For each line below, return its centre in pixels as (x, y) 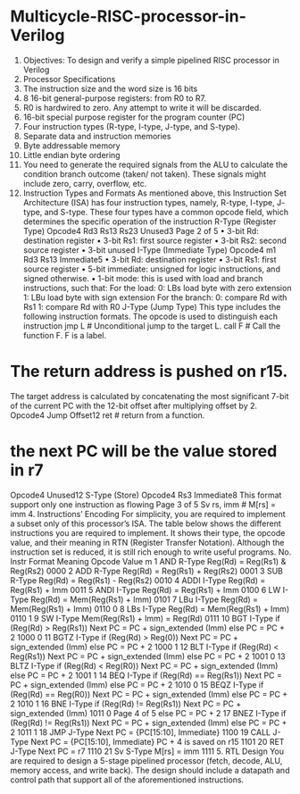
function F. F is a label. (64, 335)
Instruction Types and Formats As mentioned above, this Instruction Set (154, 193)
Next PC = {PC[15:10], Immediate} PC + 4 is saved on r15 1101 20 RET (158, 741)
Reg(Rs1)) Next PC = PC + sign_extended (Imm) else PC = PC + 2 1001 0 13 (148, 656)
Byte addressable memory (71, 146)
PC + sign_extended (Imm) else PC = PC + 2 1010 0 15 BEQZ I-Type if (137, 684)
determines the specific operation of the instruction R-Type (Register (150, 221)
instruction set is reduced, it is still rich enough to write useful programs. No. (151, 552)
